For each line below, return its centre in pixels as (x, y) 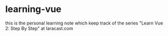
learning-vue (33, 9)
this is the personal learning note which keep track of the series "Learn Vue (84, 23)
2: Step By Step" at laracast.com (39, 28)
